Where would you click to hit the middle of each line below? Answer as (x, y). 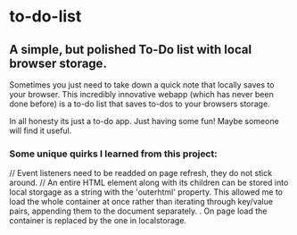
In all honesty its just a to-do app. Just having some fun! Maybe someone (144, 121)
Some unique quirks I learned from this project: (113, 154)
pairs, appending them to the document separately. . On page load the (138, 211)
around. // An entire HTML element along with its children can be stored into (149, 183)
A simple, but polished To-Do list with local (131, 50)
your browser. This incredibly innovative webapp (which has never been (141, 94)
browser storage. (58, 63)
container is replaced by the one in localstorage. (98, 221)
